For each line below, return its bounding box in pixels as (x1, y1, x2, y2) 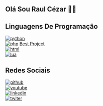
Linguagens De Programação (5, 22, 98, 31)
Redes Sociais (5, 66, 50, 74)
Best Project (19, 41, 45, 47)
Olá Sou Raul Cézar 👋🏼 (5, 5, 77, 14)
